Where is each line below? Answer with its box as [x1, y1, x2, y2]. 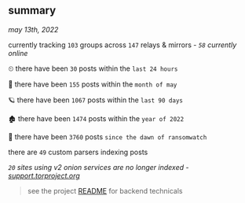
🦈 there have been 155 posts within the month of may [8, 79, 177, 89]
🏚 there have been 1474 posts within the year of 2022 [8, 113, 185, 123]
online [8, 48, 28, 57]
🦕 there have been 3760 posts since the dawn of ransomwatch [8, 131, 207, 142]
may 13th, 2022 [8, 24, 59, 34]
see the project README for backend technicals [27, 186, 183, 195]
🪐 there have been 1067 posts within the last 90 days [8, 95, 183, 105]
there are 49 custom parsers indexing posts [8, 147, 148, 157]
